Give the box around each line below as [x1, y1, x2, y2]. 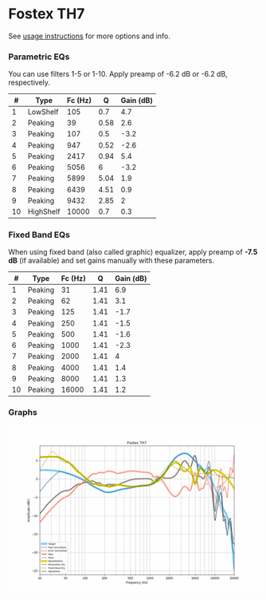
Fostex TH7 [8, 5, 85, 23]
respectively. [8, 77, 50, 88]
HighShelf [27, 207, 61, 216]
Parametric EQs [8, 51, 70, 62]
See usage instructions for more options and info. [8, 31, 171, 41]
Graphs [8, 407, 37, 418]
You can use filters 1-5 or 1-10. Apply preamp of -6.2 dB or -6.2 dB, [8, 69, 229, 79]
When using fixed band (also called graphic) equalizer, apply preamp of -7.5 [8, 247, 258, 257]
